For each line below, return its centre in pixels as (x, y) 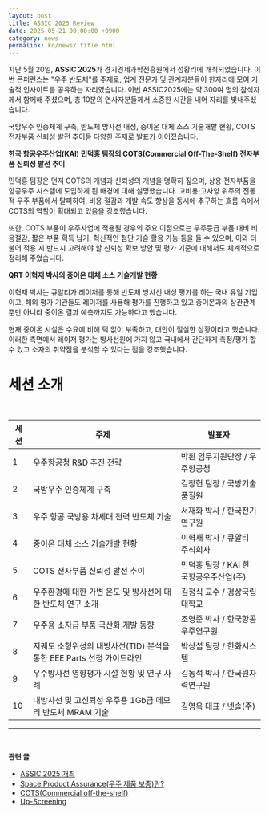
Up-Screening (43, 802)
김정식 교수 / (203, 592)
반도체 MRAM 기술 (76, 713)
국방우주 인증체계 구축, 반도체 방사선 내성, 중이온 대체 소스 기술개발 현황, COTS (132, 127)
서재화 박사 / (203, 511)
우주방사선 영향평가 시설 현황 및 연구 (98, 674)
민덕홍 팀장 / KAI (210, 565)
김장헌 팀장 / (203, 484)
